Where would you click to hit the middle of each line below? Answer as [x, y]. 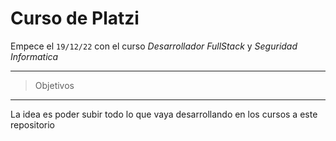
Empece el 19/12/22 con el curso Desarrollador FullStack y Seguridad [154, 46]
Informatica [34, 56]
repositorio [32, 124]
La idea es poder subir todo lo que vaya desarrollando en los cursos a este [164, 114]
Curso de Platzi [75, 18]
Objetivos [54, 85]
